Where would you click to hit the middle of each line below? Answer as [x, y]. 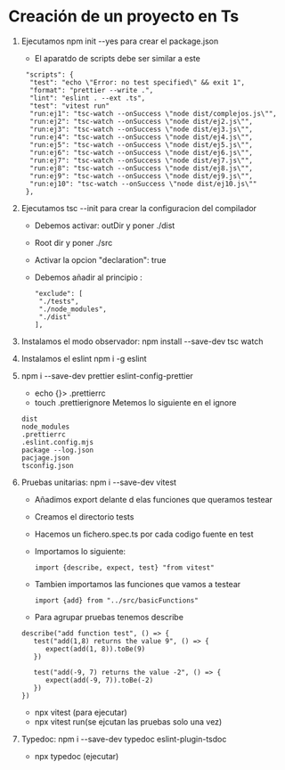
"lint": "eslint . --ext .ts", [88, 98]
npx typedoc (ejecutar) [77, 756]
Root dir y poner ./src [73, 242]
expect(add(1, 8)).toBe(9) [95, 649]
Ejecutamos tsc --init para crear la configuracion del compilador [139, 208]
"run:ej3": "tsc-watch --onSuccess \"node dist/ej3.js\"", [142, 129]
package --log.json [57, 450]
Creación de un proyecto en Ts [124, 16]
